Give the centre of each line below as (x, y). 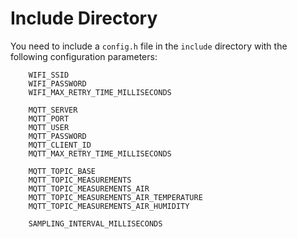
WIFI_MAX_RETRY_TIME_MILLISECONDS (100, 92)
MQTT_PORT (49, 118)
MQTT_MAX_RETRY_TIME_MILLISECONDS (100, 153)
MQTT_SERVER (53, 110)
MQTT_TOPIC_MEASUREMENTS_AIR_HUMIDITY (109, 206)
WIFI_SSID (49, 75)
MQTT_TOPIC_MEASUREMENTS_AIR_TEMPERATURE (115, 197)
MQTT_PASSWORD (57, 136)
